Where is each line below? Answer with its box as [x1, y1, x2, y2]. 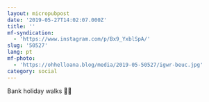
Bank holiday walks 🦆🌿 [7, 87, 72, 95]
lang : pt [7, 49, 33, 56]
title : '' [7, 23, 36, 30]
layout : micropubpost [7, 10, 70, 17]
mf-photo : [7, 55, 36, 62]
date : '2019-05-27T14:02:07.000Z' [7, 17, 108, 23]
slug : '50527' [7, 42, 49, 49]
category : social [7, 68, 58, 74]
